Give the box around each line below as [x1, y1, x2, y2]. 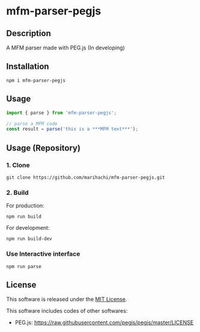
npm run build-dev [6, 236, 52, 242]
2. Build [6, 188, 29, 197]
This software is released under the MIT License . [6, 296, 127, 303]
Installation [6, 61, 49, 72]
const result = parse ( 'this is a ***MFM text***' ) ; [6, 126, 138, 132]
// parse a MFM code [6, 120, 58, 127]
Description [6, 28, 51, 38]
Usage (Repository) [6, 143, 81, 153]
